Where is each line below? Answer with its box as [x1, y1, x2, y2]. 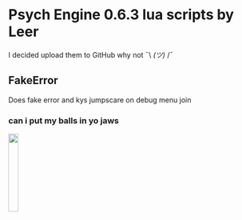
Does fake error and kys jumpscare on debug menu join [8, 94, 192, 105]
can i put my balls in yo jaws [8, 114, 120, 126]
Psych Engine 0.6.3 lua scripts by [8, 6, 234, 24]
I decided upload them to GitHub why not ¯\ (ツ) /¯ [8, 50, 173, 59]
